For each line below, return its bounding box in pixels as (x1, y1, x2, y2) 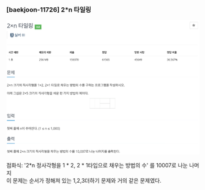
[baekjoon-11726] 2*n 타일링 (6, 5, 92, 13)
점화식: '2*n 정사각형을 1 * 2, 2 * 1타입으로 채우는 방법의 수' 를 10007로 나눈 (6, 161, 188, 169)
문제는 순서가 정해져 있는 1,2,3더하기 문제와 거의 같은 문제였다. (12, 177, 162, 184)
